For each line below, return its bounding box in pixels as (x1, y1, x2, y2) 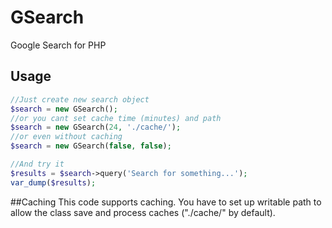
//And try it (10, 159, 65, 169)
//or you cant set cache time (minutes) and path (10, 113, 222, 123)
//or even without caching (10, 132, 123, 142)
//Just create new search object (10, 94, 150, 105)
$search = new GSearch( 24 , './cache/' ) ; (10, 122, 182, 133)
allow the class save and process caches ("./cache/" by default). (10, 206, 276, 218)
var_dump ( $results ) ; (10, 177, 97, 188)
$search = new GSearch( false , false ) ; (10, 141, 172, 151)
